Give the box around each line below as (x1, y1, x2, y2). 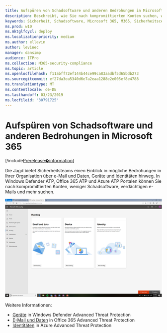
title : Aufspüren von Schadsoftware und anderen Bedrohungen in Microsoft (5, 8, 164, 13)
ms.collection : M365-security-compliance (5, 60, 92, 66)
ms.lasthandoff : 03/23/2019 (5, 92, 64, 97)
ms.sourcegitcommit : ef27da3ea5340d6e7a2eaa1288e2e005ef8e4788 (5, 76, 139, 82)
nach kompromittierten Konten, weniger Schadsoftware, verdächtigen (5, 184, 148, 190)
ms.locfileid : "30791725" (5, 97, 59, 102)
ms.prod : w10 (5, 24, 32, 29)
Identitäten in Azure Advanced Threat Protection (12, 323, 112, 329)
